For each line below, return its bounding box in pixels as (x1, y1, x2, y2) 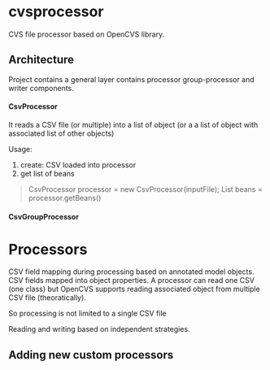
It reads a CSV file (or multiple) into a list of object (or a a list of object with (8, 120, 259, 129)
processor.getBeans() (28, 193, 102, 202)
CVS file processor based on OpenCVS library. (8, 29, 165, 39)
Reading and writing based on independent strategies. (8, 324, 190, 334)
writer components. (8, 83, 75, 93)
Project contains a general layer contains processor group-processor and (8, 74, 255, 84)
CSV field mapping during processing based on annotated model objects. (8, 267, 255, 276)
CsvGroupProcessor (8, 211, 80, 221)
